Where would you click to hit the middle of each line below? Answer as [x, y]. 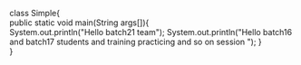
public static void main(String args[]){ [79, 23]
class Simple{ [35, 13]
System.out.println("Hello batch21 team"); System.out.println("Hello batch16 [151, 32]
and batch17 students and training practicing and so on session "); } [136, 42]
